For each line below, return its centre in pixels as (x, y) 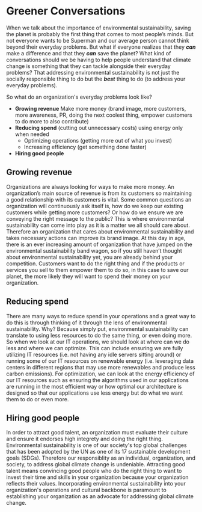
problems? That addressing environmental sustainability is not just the (93, 72)
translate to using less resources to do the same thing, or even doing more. (99, 335)
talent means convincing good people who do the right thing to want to (94, 471)
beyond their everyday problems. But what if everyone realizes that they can (101, 47)
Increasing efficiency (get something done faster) (85, 147)
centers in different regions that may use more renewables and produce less (101, 367)
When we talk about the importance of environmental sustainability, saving (99, 28)
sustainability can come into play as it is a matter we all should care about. (98, 225)
